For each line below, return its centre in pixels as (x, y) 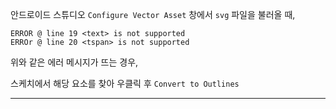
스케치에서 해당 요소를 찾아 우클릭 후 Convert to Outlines (125, 83)
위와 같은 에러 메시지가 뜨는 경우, (74, 62)
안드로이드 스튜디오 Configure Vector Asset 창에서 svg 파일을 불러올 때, (153, 14)
